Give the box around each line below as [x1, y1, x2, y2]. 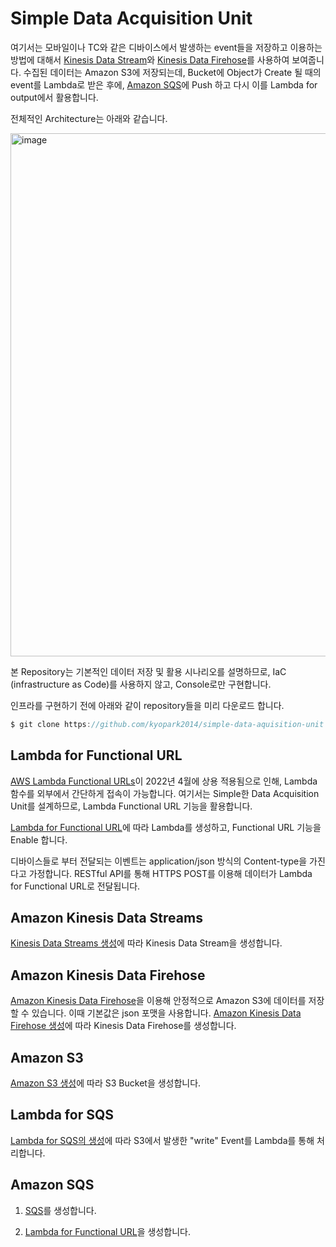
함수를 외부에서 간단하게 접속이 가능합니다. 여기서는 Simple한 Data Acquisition [10, 787, 320, 799]
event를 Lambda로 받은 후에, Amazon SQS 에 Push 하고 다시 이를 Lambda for [10, 78, 318, 91]
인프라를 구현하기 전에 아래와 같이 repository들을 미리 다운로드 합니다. [10, 699, 285, 711]
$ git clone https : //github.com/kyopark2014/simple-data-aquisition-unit [10, 719, 325, 729]
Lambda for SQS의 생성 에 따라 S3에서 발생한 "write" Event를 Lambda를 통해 [10, 1134, 315, 1146]
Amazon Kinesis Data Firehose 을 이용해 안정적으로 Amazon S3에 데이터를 [10, 995, 307, 1007]
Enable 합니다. [10, 833, 68, 846]
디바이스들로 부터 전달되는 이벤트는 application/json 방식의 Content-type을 [10, 855, 308, 867]
